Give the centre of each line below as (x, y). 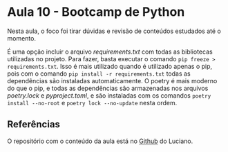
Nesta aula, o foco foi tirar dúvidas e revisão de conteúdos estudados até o (114, 31)
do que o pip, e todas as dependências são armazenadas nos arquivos (108, 88)
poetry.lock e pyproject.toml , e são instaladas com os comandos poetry (109, 95)
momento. (22, 38)
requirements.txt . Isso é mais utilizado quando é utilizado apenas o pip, (110, 66)
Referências (34, 124)
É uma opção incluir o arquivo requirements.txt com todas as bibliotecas (110, 52)
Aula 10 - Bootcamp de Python (96, 12)
